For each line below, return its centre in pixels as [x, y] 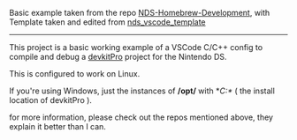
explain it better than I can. [57, 126]
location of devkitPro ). [51, 100]
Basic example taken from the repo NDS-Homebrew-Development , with [140, 13]
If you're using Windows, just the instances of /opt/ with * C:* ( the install [142, 91]
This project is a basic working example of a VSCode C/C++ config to [136, 47]
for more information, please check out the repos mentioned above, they [141, 117]
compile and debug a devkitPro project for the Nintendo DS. [118, 57]
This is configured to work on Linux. [75, 74]
